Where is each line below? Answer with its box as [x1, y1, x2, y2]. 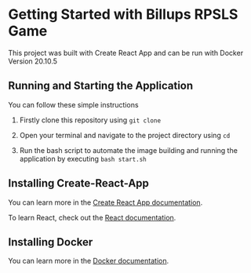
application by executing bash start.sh [19, 154, 147, 163]
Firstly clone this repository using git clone [19, 115, 162, 125]
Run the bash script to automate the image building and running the [19, 145, 238, 155]
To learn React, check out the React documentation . [8, 213, 176, 222]
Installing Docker [8, 235, 93, 249]
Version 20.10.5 [8, 56, 57, 66]
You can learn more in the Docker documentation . [8, 257, 169, 266]
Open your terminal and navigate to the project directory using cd [19, 130, 231, 140]
